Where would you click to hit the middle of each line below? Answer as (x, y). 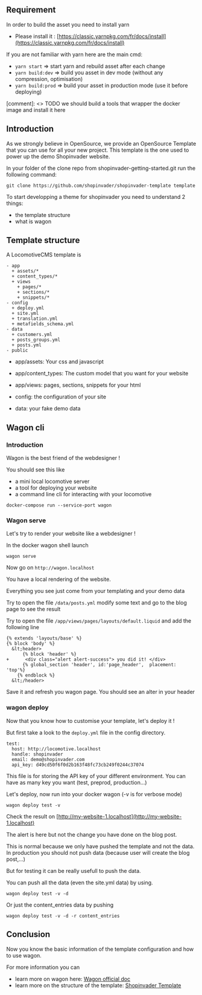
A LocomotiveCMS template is (44, 255)
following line (23, 627)
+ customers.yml (32, 335)
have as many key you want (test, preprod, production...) (77, 782)
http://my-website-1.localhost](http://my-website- (120, 816)
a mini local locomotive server (52, 481)
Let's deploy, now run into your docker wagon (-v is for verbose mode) (94, 794)
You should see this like (36, 470)
